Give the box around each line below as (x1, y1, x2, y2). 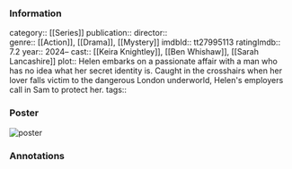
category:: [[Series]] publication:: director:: (9, 28, 168, 38)
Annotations (9, 149, 65, 162)
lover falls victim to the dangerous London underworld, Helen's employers (9, 75, 284, 86)
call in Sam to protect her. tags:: (9, 84, 128, 96)
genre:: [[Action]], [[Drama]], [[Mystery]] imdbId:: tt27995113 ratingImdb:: (9, 37, 281, 47)
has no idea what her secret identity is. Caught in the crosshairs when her (9, 65, 283, 76)
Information (9, 7, 62, 20)
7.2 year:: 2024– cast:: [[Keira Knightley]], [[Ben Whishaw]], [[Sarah (9, 46, 259, 57)
